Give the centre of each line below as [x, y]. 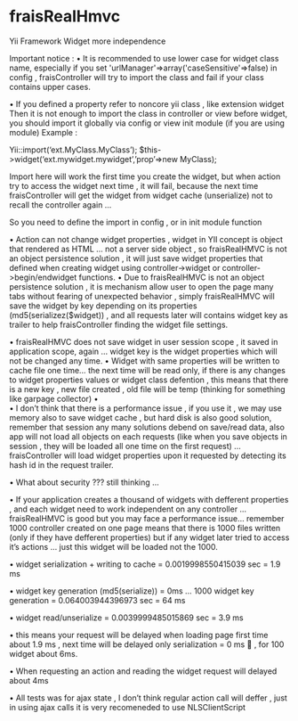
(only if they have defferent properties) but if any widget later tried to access [149, 537]
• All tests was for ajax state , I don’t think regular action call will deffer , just [148, 698]
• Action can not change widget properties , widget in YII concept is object [146, 239]
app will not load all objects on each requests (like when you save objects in [148, 436]
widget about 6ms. [44, 653]
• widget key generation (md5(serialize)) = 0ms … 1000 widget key [132, 591]
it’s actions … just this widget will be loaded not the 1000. [113, 546]
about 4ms [29, 680]
